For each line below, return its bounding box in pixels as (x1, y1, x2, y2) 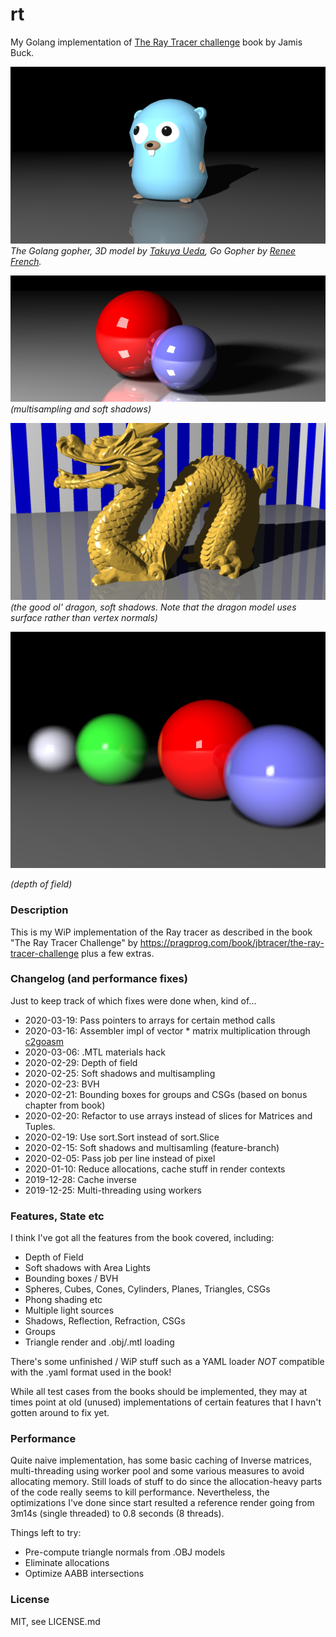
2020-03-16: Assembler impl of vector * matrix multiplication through (24, 1024, 311, 1037)
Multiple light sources (24, 1304, 115, 1317)
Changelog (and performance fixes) (10, 972, 188, 986)
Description (10, 903, 69, 917)
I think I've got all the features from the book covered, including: (10, 1232, 275, 1244)
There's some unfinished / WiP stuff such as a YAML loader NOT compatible (10, 1356, 325, 1368)
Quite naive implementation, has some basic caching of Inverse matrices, (10, 1454, 313, 1467)
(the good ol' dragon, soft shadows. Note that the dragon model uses (10, 601, 297, 613)
